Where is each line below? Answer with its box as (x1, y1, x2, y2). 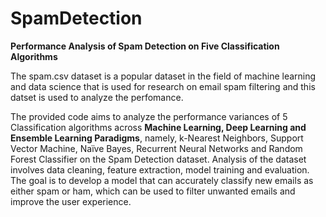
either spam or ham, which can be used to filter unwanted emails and (10, 185, 296, 197)
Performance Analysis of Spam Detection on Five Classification (10, 40, 280, 52)
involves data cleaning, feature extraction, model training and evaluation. (10, 163, 310, 176)
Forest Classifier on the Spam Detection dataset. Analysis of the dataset (10, 153, 307, 165)
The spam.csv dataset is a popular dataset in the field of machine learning (10, 70, 317, 82)
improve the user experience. (10, 195, 132, 207)
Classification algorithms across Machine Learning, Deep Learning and (10, 121, 307, 133)
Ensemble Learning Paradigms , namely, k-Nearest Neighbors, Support (10, 132, 304, 144)
